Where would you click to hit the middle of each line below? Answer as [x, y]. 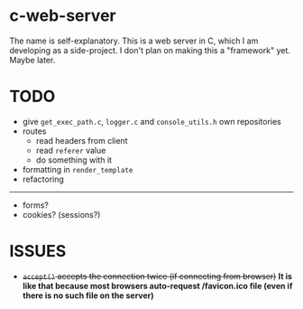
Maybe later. [32, 60]
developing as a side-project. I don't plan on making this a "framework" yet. [150, 50]
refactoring [43, 179]
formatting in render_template [78, 169]
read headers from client [82, 140]
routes [34, 131]
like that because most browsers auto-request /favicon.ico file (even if [157, 286]
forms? [36, 205]
